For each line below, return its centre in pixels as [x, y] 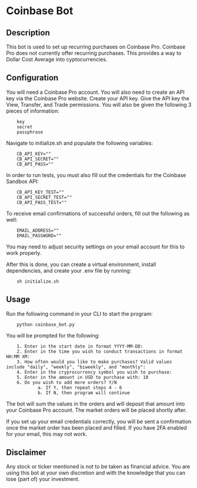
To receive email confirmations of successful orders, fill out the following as [98, 213]
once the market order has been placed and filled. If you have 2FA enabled [96, 428]
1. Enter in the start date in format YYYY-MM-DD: [80, 346]
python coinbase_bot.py [46, 325]
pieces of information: [33, 111]
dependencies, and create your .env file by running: [69, 270]
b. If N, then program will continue [84, 393]
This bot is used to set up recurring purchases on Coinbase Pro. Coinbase [96, 47]
